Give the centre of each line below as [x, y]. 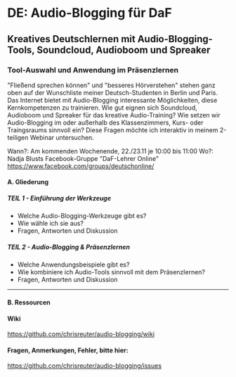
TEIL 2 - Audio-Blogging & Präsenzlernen [68, 247]
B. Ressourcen [29, 302]
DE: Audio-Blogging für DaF [90, 13]
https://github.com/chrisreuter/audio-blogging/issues [85, 366]
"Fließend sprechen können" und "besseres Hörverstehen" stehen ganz [111, 85]
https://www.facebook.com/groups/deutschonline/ [81, 166]
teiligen [18, 137]
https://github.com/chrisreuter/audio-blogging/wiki [81, 334]
